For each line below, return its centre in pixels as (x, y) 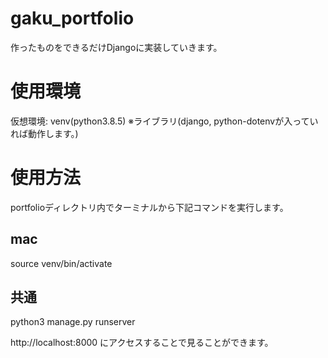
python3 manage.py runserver (73, 322)
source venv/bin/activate (61, 263)
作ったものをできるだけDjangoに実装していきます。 (116, 47)
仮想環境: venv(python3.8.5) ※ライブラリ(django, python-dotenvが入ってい (164, 121)
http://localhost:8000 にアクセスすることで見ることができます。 (142, 343)
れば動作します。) (44, 133)
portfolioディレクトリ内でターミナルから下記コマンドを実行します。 (149, 207)
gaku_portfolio (72, 18)
